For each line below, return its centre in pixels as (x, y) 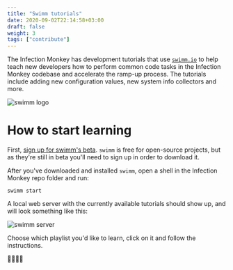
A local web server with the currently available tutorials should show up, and (116, 204)
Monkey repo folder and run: (48, 178)
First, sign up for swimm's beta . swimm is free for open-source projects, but (114, 150)
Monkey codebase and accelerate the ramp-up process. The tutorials (107, 74)
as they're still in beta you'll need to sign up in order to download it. (103, 157)
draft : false (26, 26)
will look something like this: (48, 211)
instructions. (25, 246)
